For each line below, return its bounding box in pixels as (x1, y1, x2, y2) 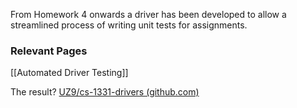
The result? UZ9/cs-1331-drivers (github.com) (10, 86, 200, 98)
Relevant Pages (10, 44, 88, 58)
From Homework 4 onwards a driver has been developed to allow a (10, 9, 287, 20)
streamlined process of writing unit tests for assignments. (10, 19, 248, 31)
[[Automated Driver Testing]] (10, 67, 129, 79)
